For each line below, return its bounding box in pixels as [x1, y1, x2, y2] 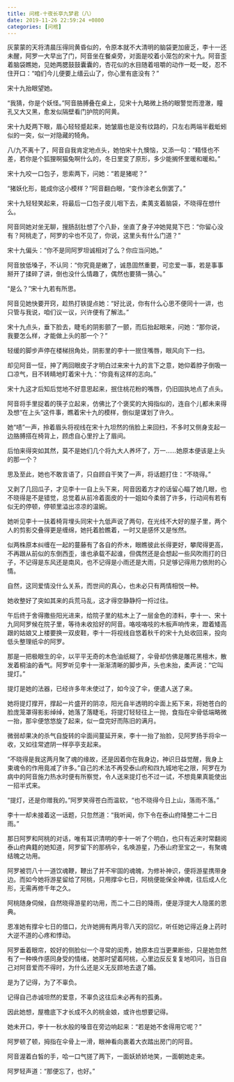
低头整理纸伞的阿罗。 [7, 637, 68, 646]
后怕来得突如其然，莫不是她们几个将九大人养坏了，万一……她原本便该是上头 [7, 447, 226, 455]
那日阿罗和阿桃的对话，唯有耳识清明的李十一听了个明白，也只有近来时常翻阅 [7, 835, 227, 843]
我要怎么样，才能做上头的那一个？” [7, 332, 108, 340]
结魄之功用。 [7, 852, 44, 860]
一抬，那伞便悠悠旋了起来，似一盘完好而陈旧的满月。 [7, 717, 160, 725]
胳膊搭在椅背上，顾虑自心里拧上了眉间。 [13, 432, 130, 440]
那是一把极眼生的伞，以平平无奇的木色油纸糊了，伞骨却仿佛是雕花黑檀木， [7, 653, 221, 661]
